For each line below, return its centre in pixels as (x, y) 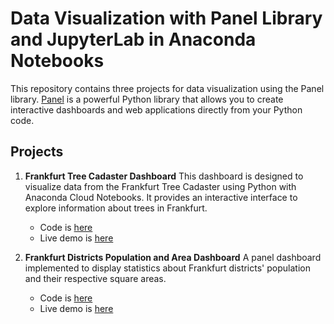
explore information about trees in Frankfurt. (116, 208)
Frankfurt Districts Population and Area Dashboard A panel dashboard (173, 257)
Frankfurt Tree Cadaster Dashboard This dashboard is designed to (164, 176)
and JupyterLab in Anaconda (133, 39)
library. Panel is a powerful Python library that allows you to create (147, 99)
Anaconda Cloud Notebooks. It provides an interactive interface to (161, 197)
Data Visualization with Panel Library (166, 18)
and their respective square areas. (95, 278)
